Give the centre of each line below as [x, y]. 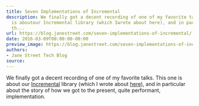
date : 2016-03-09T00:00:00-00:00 [47, 39]
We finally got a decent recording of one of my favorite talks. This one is [94, 78]
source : [16, 61]
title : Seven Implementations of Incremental [63, 11]
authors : [17, 50]
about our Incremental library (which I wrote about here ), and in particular [96, 84]
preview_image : [25, 45]
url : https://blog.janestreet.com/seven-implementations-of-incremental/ [99, 34]
